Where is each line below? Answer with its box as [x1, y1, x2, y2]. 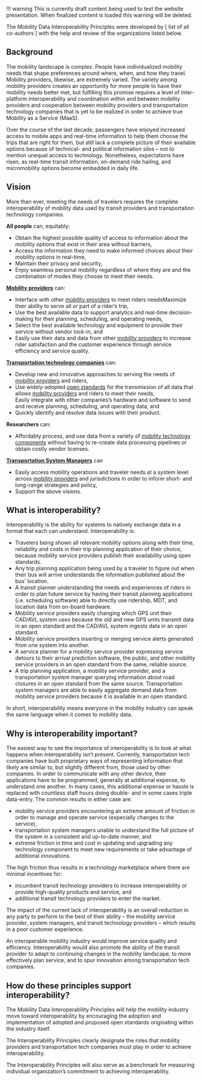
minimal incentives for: [6, 871, 63, 878]
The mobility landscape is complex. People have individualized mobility [6, 63, 183, 70]
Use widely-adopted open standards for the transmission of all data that [14, 383, 194, 391]
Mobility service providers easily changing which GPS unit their [14, 610, 173, 617]
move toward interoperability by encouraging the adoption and [6, 1012, 161, 1020]
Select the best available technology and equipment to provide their [14, 321, 183, 329]
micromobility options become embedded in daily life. [6, 164, 139, 171]
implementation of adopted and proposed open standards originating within [6, 1019, 194, 1026]
